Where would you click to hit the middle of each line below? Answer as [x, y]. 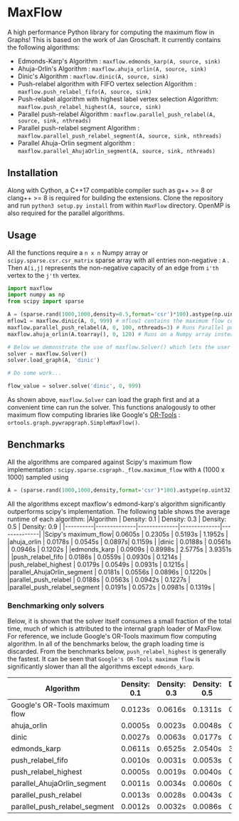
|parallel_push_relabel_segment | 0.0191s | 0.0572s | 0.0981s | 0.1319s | [111, 587]
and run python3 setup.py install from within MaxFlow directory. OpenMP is [119, 205]
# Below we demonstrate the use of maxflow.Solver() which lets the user [119, 347]
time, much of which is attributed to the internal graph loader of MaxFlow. [115, 629]
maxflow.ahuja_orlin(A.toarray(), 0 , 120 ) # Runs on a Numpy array [110, 334]
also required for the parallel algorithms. [66, 213]
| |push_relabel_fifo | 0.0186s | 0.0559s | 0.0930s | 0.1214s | [95, 557]
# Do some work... [34, 373]
